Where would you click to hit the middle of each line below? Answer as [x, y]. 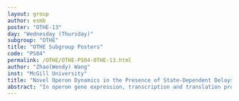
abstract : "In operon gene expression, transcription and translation [114, 87]
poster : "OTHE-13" [34, 27]
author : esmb [27, 21]
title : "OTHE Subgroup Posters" [55, 47]
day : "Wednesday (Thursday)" [51, 34]
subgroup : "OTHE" [33, 41]
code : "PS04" [27, 54]
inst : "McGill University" [47, 73]
